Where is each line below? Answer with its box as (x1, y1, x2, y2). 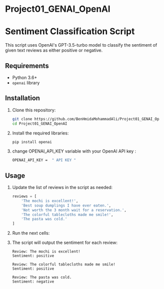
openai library (12, 79, 40, 85)
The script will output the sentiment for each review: (12, 239, 117, 246)
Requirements (5, 61, 49, 70)
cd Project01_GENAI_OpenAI (12, 121, 68, 126)
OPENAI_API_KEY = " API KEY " (12, 158, 76, 163)
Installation (5, 94, 40, 103)
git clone (12, 116, 33, 121)
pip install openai (12, 139, 52, 144)
